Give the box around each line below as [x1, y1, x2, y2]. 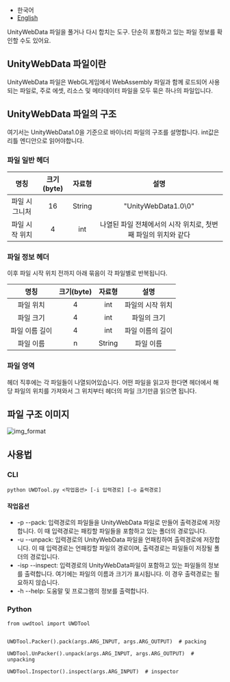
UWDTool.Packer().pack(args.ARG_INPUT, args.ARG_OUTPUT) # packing [7, 638, 207, 645]
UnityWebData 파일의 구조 [7, 108, 117, 120]
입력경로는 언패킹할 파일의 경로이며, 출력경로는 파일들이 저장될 [46, 544, 213, 552]
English [16, 14, 38, 22]
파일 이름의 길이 [124, 326, 173, 336]
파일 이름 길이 [10, 326, 53, 336]
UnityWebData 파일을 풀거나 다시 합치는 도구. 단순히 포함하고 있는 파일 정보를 [7, 28, 216, 36]
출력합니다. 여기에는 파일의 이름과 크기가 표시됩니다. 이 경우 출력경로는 [24, 570, 213, 578]
